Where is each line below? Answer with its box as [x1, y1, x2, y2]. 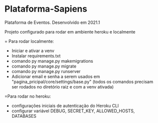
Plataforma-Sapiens [4, 3, 88, 15]
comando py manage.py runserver [11, 68, 81, 74]
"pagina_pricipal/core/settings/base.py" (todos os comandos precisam [11, 79, 154, 85]
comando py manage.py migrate [11, 63, 77, 69]
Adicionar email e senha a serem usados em [11, 73, 100, 79]
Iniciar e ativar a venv [11, 48, 54, 53]
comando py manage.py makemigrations [11, 58, 93, 64]
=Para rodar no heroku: [4, 93, 51, 99]
